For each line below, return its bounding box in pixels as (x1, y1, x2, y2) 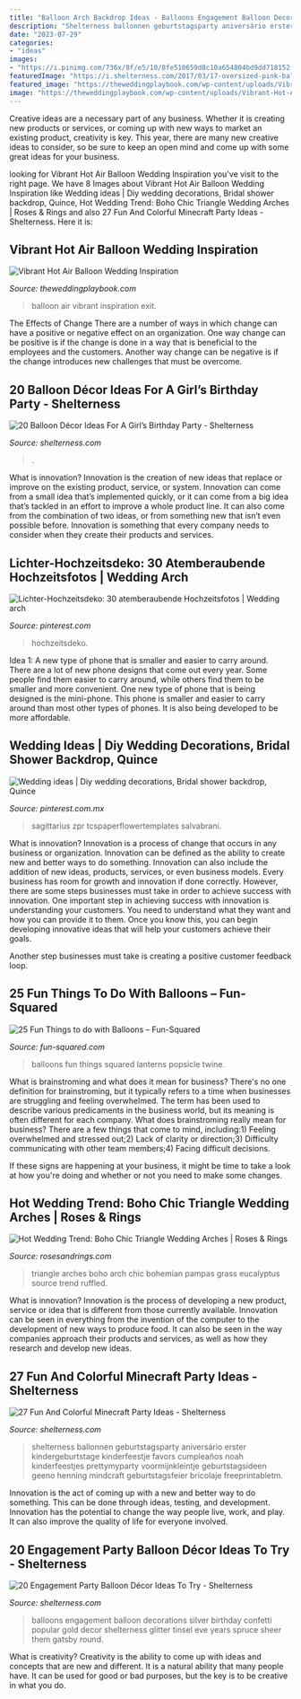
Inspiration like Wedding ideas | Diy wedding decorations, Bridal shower (9, 188, 275, 198)
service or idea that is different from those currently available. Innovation (9, 1305, 278, 1316)
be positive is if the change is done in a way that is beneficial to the (9, 337, 257, 348)
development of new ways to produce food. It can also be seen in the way (9, 1324, 282, 1335)
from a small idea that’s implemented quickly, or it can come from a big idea (9, 491, 289, 503)
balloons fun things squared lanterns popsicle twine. (30, 1058, 226, 1069)
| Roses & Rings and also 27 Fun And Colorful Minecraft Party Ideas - (9, 206, 264, 217)
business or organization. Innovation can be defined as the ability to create (9, 847, 285, 858)
